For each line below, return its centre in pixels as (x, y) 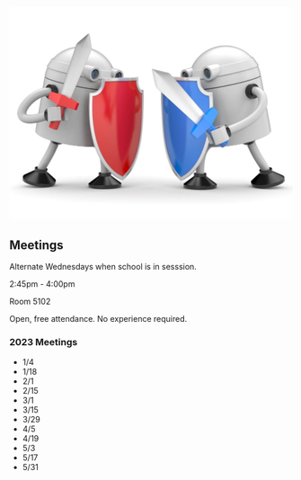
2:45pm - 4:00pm (42, 284)
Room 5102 (30, 302)
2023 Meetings (44, 342)
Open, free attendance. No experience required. (98, 319)
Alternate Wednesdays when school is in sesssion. (103, 267)
